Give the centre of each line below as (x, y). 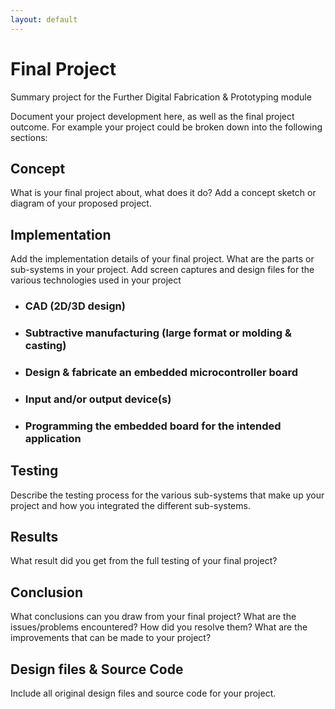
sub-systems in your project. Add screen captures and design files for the (162, 270)
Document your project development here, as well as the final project (152, 116)
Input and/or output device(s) (98, 399)
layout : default (44, 19)
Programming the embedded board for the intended (153, 426)
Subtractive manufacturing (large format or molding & (158, 333)
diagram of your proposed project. (81, 203)
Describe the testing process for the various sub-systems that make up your (167, 495)
